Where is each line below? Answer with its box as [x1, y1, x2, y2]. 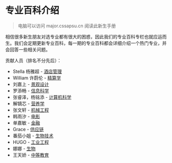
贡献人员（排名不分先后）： [5, 57, 61, 63]
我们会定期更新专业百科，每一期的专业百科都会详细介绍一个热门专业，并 [14, 40, 167, 46]
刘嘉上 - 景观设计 [12, 81, 50, 87]
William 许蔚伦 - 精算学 [12, 75, 61, 81]
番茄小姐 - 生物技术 [12, 132, 54, 139]
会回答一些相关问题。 [5, 46, 50, 52]
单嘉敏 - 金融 [12, 119, 40, 126]
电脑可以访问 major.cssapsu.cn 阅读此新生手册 [17, 23, 116, 29]
